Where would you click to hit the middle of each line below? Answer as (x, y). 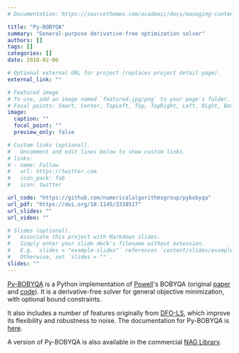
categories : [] (30, 53)
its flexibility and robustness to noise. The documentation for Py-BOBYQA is (118, 320)
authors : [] (25, 40)
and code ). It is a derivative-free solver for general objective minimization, (116, 291)
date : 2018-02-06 (33, 60)
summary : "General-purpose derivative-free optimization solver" (106, 34)
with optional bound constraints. (54, 299)
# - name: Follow (33, 165)
